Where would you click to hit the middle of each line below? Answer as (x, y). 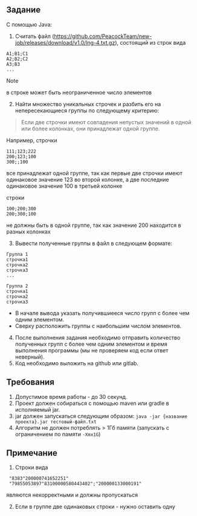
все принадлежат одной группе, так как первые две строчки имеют (95, 173)
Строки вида (31, 468)
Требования (30, 382)
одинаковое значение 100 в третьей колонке (64, 186)
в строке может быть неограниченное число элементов (79, 92)
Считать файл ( (34, 36)
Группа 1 (17, 254)
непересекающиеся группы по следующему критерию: (87, 110)
